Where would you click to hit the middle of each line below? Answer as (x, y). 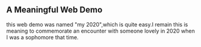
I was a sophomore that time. (42, 37)
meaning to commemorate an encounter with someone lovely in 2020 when (100, 31)
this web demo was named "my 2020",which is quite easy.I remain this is (97, 24)
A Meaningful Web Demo (54, 10)
